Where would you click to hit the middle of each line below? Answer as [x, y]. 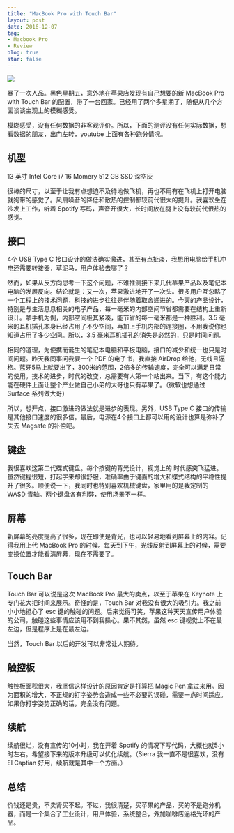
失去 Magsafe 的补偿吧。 [43, 426]
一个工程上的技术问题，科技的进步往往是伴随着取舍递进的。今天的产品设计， [117, 300]
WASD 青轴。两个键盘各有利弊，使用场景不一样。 [78, 494]
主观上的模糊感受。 [53, 110]
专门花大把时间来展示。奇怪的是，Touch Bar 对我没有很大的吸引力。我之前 [114, 602]
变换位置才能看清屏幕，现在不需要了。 [62, 554]
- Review [20, 46]
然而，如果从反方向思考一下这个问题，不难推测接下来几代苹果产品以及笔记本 [117, 283]
